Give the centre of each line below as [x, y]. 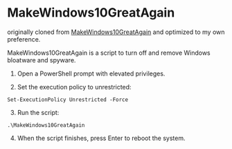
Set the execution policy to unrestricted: [74, 87]
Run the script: [38, 112]
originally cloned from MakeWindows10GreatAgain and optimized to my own [116, 32]
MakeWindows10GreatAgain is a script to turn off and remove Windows [109, 53]
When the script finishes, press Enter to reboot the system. [101, 138]
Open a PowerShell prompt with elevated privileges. [91, 73]
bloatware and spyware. [42, 60]
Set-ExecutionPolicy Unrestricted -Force [68, 99]
